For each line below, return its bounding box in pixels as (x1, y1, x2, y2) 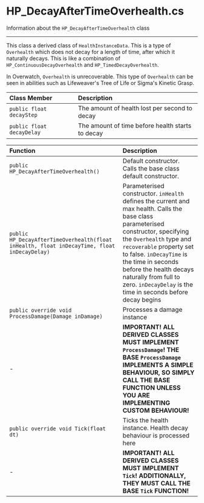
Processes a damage (122, 305, 183, 314)
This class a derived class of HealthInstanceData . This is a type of (6, 41, 171, 49)
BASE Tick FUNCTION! (122, 487, 189, 495)
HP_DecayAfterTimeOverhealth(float (9, 236, 112, 243)
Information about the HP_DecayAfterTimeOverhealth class (6, 24, 150, 32)
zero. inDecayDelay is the (122, 280, 193, 289)
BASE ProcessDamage (122, 353, 181, 362)
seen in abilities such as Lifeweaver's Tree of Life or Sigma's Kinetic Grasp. (6, 79, 194, 86)
